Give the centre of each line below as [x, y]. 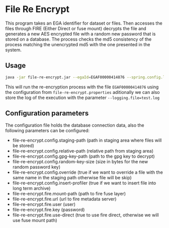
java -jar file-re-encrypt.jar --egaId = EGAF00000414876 [65, 77]
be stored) [23, 146]
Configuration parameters [47, 113]
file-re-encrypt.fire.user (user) [44, 204]
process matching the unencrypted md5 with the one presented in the [78, 44]
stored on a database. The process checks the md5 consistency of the [78, 39]
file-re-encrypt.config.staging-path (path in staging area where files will [87, 140]
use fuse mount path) [35, 220]
